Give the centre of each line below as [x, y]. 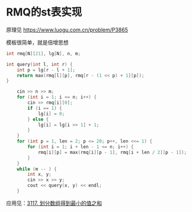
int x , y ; [39, 175]
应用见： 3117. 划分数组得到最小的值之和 [54, 203]
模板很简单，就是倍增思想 [37, 42]
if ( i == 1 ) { [45, 108]
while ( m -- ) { [37, 169]
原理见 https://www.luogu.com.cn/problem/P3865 [67, 30]
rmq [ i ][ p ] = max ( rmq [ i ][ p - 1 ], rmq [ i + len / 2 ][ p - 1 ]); [112, 152]
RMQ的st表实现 [44, 12]
